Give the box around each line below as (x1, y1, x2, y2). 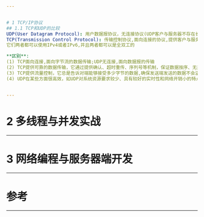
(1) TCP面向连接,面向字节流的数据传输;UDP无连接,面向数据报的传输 (6, 59, 155, 65)
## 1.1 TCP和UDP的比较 (6, 25, 60, 31)
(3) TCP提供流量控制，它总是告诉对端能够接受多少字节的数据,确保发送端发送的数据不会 (6, 70, 195, 76)
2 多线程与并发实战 (6, 114, 101, 128)
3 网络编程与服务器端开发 (6, 152, 133, 166)
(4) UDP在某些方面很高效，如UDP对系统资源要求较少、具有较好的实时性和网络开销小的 (6, 75, 192, 82)
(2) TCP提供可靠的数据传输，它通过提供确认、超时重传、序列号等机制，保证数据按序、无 (6, 64, 197, 71)
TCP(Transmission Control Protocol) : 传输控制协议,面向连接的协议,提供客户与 (6, 36, 191, 43)
